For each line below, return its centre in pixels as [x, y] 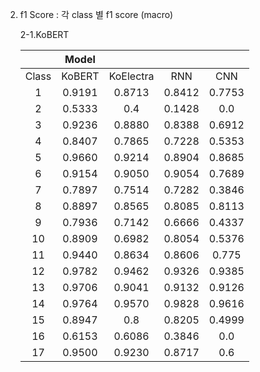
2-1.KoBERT [44, 34]
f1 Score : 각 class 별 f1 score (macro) [96, 14]
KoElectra [131, 76]
